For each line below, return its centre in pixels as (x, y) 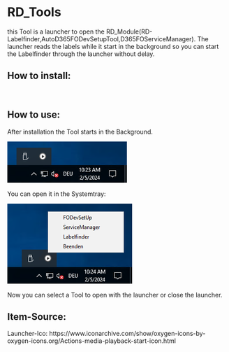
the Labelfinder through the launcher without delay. (81, 54)
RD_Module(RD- (129, 31)
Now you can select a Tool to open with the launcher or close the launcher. (115, 295)
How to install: (39, 76)
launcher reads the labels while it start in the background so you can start (113, 46)
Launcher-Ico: (28, 334)
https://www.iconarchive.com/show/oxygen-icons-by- (127, 334)
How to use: (34, 115)
